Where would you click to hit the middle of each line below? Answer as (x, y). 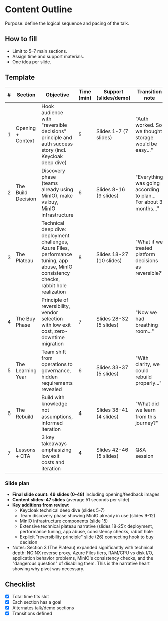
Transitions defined (32, 613)
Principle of (55, 300)
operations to (57, 364)
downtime (53, 337)
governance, (56, 370)
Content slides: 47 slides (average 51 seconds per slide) (71, 499)
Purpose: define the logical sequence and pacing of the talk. (67, 23)
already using (58, 189)
